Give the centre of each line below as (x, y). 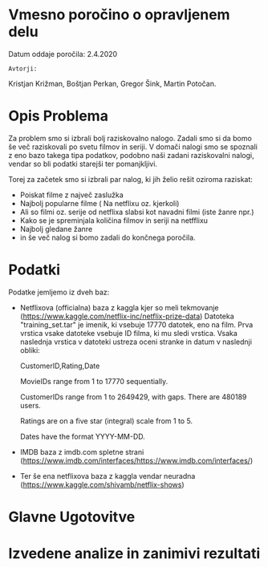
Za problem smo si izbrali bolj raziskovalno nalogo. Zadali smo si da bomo (130, 138)
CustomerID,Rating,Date (60, 366)
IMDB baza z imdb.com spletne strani (82, 452)
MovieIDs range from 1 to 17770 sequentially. (94, 381)
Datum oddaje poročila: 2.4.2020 (63, 54)
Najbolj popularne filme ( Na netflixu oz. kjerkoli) (99, 203)
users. (30, 405)
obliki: (30, 350)
